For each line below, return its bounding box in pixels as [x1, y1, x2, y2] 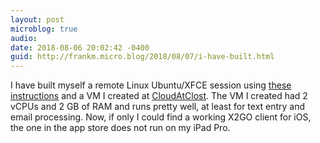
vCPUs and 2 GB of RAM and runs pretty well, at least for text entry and [10, 101, 306, 113]
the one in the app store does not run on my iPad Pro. [10, 122, 231, 134]
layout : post [10, 14, 65, 25]
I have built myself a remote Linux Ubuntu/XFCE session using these [10, 79, 292, 91]
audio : [10, 33, 38, 43]
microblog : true [10, 24, 78, 34]
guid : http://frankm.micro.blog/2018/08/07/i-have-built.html [10, 52, 275, 62]
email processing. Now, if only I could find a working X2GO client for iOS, [10, 111, 312, 123]
